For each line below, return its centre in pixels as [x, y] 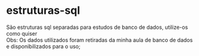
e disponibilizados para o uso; [43, 46]
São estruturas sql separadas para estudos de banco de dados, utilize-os [97, 27]
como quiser [22, 33]
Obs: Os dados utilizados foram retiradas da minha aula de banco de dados [99, 40]
